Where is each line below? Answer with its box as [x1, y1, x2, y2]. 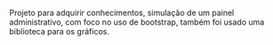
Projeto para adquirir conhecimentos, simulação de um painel [9, 8, 235, 18]
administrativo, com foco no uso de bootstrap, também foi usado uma [9, 17, 265, 27]
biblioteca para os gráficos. [9, 26, 109, 36]
